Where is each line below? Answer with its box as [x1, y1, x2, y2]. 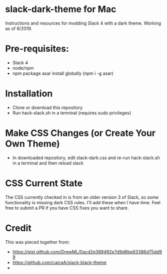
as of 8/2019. [5, 25, 32, 31]
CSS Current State [5, 177, 83, 189]
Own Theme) [5, 138, 60, 149]
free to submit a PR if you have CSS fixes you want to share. [5, 205, 129, 211]
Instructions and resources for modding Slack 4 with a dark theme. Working [5, 20, 161, 26]
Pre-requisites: [5, 43, 69, 55]
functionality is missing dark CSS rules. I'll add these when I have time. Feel [5, 199, 161, 205]
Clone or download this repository [12, 104, 83, 110]
